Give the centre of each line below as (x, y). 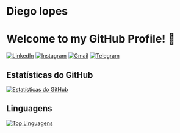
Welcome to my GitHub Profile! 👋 (91, 39)
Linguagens (29, 108)
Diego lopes (37, 11)
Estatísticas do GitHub (50, 75)
